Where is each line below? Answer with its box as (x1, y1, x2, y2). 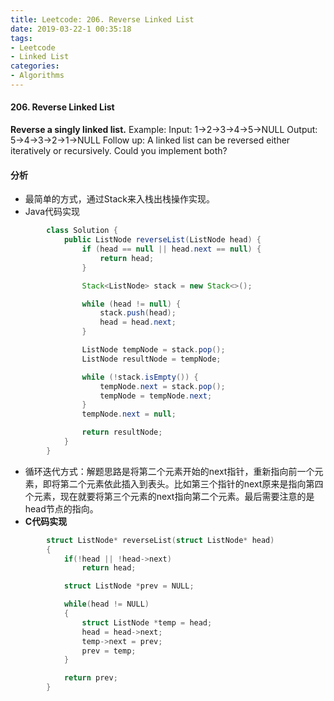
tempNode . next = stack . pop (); (99, 381, 226, 391)
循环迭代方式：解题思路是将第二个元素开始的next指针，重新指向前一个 (24, 465, 315, 477)
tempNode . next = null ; (81, 409, 177, 420)
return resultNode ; (81, 427, 163, 438)
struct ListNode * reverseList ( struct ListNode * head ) (46, 535, 275, 545)
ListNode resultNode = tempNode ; (81, 354, 222, 364)
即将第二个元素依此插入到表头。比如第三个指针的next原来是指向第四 (42, 477, 324, 490)
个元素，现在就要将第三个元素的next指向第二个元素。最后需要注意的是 (24, 490, 315, 502)
